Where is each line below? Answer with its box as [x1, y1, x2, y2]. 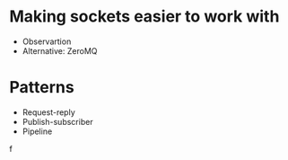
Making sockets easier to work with [9, 6, 280, 27]
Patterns [9, 77, 74, 98]
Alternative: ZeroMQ [22, 45, 98, 56]
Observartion [22, 36, 72, 47]
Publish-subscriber [22, 116, 93, 127]
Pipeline [22, 126, 53, 137]
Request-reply [22, 106, 76, 118]
